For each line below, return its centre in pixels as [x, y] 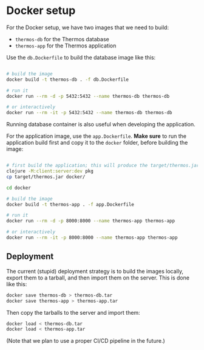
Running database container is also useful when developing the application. [101, 125]
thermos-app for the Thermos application [66, 46]
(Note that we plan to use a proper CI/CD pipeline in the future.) [86, 341]
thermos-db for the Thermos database [62, 39]
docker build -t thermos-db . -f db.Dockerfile [68, 80]
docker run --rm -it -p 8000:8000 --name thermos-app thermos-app [92, 238]
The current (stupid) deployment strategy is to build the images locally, [95, 271]
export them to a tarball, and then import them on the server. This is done [98, 278]
